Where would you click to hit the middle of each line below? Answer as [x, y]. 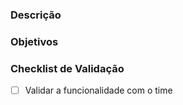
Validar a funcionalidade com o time [98, 90]
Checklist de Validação [67, 68]
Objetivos [34, 41]
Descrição [36, 15]
